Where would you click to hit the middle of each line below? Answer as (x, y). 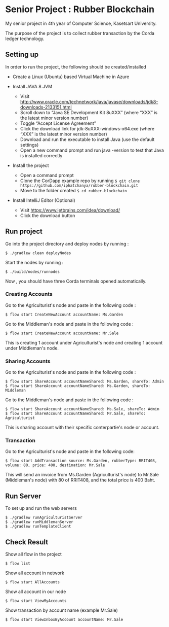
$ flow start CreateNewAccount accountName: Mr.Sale (62, 333)
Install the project (31, 165)
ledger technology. (25, 39)
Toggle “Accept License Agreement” (58, 123)
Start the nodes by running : (34, 262)
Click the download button (48, 215)
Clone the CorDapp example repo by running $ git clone (80, 181)
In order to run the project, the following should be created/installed (76, 66)
